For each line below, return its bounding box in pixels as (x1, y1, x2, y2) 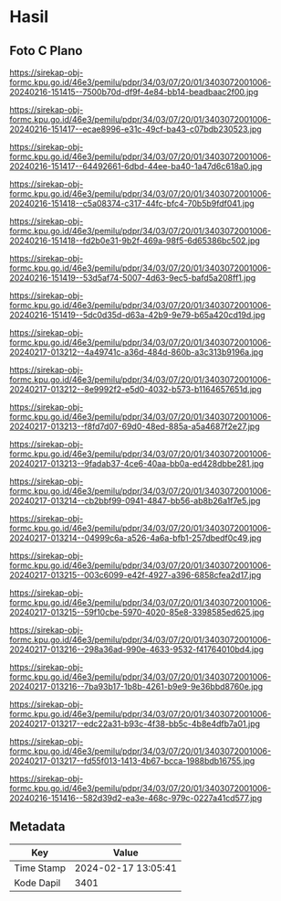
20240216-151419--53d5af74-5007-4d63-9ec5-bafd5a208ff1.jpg (9, 273, 256, 283)
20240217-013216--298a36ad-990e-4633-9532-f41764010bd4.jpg (9, 644, 265, 655)
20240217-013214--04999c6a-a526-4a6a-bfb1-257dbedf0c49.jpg (9, 532, 262, 543)
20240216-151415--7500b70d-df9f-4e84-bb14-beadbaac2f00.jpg (9, 87, 259, 97)
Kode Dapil (14, 876, 61, 889)
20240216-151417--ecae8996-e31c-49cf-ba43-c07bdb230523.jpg (9, 123, 262, 134)
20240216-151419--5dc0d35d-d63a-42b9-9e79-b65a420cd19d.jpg (9, 309, 266, 320)
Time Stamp (14, 862, 67, 874)
